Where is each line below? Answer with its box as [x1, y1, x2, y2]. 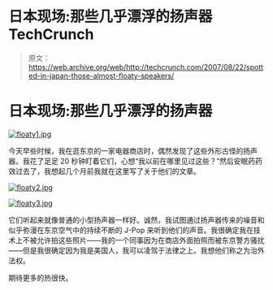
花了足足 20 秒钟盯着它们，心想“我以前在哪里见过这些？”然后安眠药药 [29, 156, 262, 166]
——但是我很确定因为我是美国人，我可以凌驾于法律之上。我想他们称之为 [8, 245, 250, 255]
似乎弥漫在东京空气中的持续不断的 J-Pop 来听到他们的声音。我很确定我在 [8, 225, 254, 235]
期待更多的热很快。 [8, 273, 73, 283]
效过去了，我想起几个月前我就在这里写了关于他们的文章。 [8, 166, 201, 175]
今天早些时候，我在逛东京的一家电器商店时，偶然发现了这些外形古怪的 [8, 145, 244, 155]
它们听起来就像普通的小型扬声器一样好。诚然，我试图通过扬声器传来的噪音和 [8, 214, 265, 224]
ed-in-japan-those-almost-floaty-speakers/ [28, 71, 175, 80]
